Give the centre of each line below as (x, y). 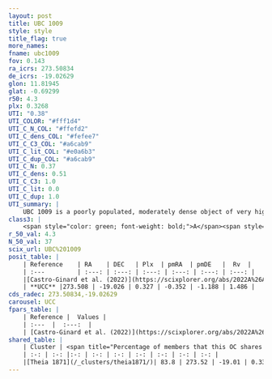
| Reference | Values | (65, 317)
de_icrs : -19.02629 (41, 76)
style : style (30, 31)
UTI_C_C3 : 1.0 (32, 182)
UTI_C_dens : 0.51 (38, 174)
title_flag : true (38, 38)
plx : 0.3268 (28, 106)
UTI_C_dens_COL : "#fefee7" (54, 136)
